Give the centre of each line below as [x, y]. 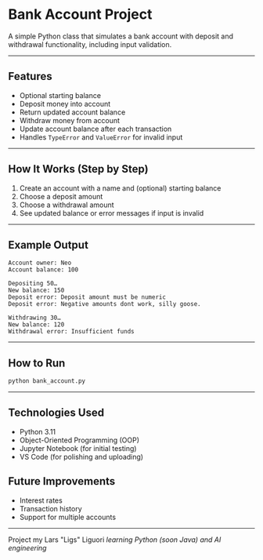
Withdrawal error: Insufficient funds [71, 332]
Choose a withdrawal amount [67, 205]
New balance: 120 [36, 325]
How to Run [37, 363]
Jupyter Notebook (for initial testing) [78, 448]
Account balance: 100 [43, 270]
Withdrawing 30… [34, 318]
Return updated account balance [72, 112]
